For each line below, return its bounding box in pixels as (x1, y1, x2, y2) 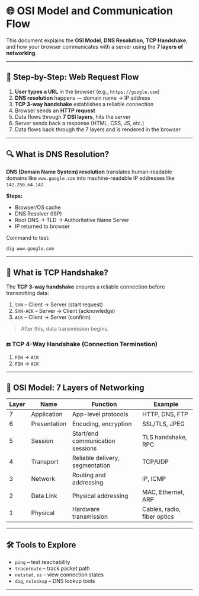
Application (31, 410, 63, 419)
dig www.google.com (6, 245, 54, 252)
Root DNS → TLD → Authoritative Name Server (14, 216, 129, 223)
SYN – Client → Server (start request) (14, 301, 104, 308)
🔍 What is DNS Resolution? (6, 150, 110, 160)
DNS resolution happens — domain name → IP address (14, 94, 150, 102)
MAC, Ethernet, (142, 488, 185, 496)
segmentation (72, 461, 111, 470)
